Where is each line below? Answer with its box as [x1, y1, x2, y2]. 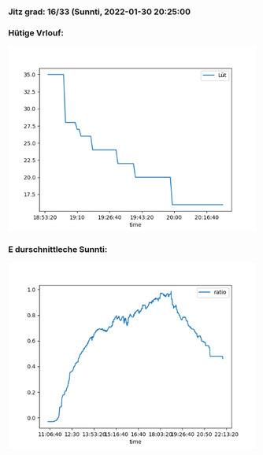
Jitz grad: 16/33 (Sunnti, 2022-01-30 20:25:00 [8, 6, 191, 17]
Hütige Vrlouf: [8, 27, 65, 38]
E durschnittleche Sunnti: [8, 244, 108, 255]
